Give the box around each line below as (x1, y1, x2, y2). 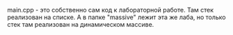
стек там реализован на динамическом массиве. (7, 21, 154, 28)
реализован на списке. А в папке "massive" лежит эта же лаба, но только (7, 13, 226, 21)
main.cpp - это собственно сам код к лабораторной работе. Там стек (7, 6, 214, 14)
